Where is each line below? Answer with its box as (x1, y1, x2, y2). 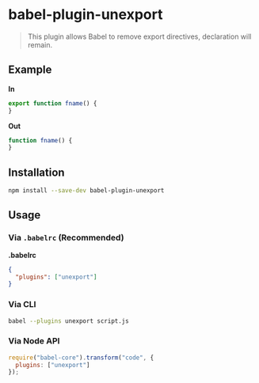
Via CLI (8, 299, 36, 310)
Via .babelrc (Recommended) (8, 232, 124, 243)
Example (8, 63, 52, 77)
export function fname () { (8, 99, 97, 108)
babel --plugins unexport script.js (8, 317, 129, 325)
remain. (27, 40, 53, 49)
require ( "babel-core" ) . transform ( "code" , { (8, 354, 154, 362)
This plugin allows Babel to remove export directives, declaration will (27, 32, 252, 41)
